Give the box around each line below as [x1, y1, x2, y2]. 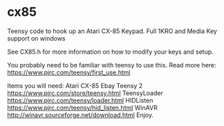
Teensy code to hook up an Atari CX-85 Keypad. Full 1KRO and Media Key [7, 27, 218, 35]
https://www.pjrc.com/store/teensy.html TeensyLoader [7, 89, 164, 97]
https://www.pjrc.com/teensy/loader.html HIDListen [7, 96, 153, 104]
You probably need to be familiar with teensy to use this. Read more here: [7, 61, 216, 69]
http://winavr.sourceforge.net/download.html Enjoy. [7, 111, 154, 119]
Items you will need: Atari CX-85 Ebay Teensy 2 [7, 81, 143, 90]
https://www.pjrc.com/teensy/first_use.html [7, 68, 131, 76]
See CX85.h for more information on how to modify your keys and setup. [7, 48, 214, 56]
